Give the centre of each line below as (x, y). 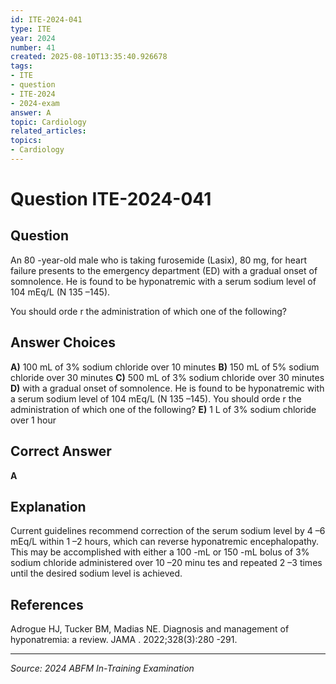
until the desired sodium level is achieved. (96, 573)
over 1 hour (33, 420)
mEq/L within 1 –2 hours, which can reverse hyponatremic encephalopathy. (165, 542)
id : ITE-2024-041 (46, 19)
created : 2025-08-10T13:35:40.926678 (89, 57)
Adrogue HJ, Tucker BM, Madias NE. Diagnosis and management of (150, 629)
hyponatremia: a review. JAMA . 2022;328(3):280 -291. (124, 640)
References (47, 604)
